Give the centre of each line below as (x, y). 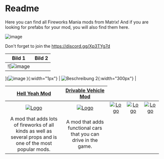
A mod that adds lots (34, 119)
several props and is (34, 137)
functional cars (85, 128)
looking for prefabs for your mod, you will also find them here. (67, 27)
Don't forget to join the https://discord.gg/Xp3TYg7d (58, 46)
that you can (85, 134)
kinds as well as (34, 131)
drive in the (85, 140)
